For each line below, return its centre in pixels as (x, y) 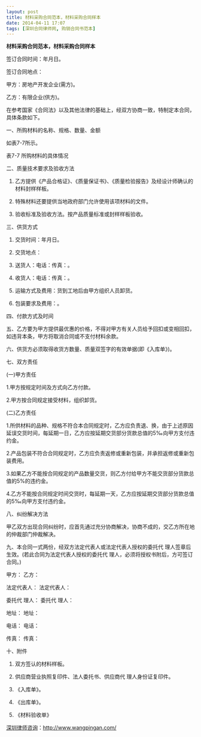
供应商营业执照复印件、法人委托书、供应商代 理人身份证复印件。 (94, 677)
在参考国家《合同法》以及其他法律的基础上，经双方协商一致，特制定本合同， (100, 110)
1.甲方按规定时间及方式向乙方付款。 (50, 387)
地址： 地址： (23, 613)
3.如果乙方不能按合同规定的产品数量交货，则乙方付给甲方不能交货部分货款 (98, 474)
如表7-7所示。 (23, 143)
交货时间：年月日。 (39, 240)
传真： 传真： (23, 639)
